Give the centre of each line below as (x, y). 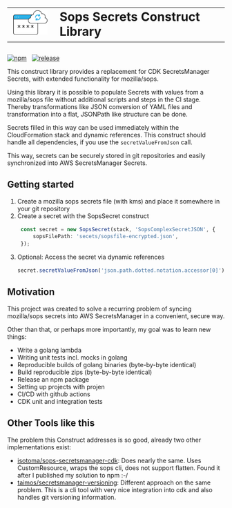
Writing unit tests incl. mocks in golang (72, 357)
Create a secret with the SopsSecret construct (83, 216)
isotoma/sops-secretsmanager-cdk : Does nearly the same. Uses (109, 460)
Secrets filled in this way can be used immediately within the (93, 127)
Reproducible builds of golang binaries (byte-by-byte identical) (107, 364)
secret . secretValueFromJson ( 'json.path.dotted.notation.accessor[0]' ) (121, 271)
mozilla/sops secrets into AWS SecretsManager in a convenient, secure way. (116, 316)
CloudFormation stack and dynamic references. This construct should (106, 135)
